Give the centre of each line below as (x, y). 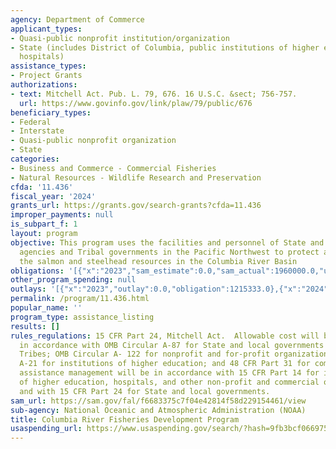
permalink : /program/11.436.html (80, 299)
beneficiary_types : (51, 112)
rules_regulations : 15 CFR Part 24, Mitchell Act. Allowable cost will (165, 336)
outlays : (28, 289)
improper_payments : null (62, 215)
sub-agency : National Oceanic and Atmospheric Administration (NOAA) (158, 410)
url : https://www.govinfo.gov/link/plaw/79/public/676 (136, 103)
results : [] (35, 326)
